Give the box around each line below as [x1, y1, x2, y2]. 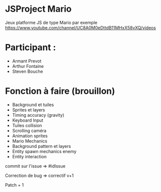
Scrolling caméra [12, 128, 46, 133]
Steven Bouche [12, 68, 43, 74]
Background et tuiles [12, 102, 54, 107]
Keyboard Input [12, 117, 44, 123]
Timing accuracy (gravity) [12, 112, 65, 118]
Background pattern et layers [12, 143, 71, 149]
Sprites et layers [12, 107, 46, 113]
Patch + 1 [5, 182, 24, 188]
